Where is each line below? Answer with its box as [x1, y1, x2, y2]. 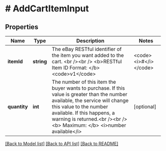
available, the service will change [51, 97, 129, 104]
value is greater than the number [51, 91, 127, 98]
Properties [5, 23, 39, 31]
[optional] [133, 103, 157, 110]
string [33, 58, 47, 65]
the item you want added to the [51, 52, 124, 58]
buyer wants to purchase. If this [51, 85, 125, 92]
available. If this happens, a [51, 109, 115, 116]
